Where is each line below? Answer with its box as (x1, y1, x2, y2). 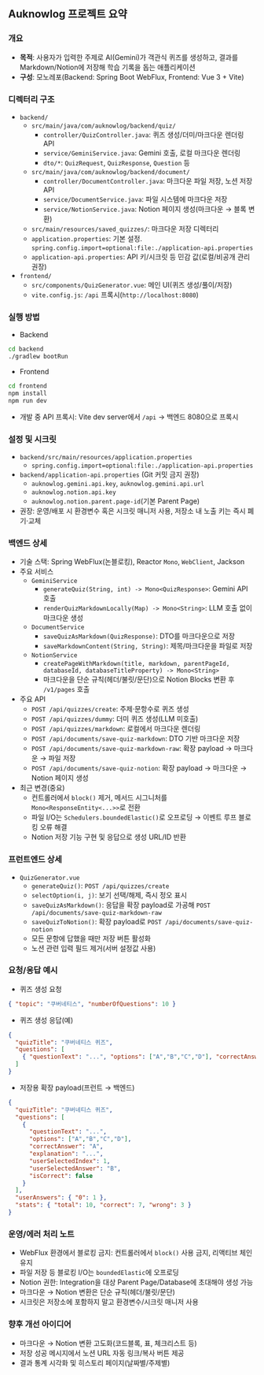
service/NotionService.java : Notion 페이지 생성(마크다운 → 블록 (42, 204, 247, 214)
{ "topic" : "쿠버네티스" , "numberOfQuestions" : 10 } (8, 1000, 177, 1008)
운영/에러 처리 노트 (8, 1228, 75, 1239)
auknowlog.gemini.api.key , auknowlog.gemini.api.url (31, 478, 205, 488)
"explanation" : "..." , (28, 1150, 104, 1158)
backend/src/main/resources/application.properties (19, 453, 192, 461)
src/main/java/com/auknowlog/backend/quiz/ (31, 121, 177, 130)
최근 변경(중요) (19, 783, 65, 793)
